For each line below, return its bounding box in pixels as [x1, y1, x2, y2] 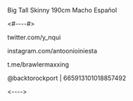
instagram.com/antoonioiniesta [7, 47, 97, 55]
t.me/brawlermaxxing [7, 60, 69, 69]
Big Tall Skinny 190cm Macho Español [7, 6, 118, 14]
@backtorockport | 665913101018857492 [7, 74, 127, 82]
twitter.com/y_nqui [7, 33, 61, 41]
